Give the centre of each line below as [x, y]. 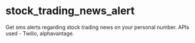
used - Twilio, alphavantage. [40, 33]
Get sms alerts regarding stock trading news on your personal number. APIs [97, 27]
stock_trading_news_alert [70, 11]
